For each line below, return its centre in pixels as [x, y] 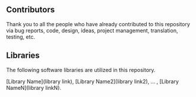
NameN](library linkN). [34, 87]
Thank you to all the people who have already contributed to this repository [98, 24]
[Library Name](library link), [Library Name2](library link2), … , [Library [93, 81]
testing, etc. [21, 37]
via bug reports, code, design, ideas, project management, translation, [92, 30]
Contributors [31, 10]
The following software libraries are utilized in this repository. [81, 70]
